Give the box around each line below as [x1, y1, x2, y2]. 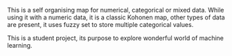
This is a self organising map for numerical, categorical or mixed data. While [7, 6, 224, 14]
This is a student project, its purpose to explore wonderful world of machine [7, 34, 224, 42]
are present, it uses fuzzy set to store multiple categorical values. [7, 21, 194, 28]
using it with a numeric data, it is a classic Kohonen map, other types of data [7, 13, 225, 21]
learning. [7, 41, 33, 49]
